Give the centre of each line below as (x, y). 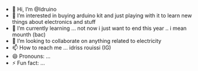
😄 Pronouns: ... (31, 56)
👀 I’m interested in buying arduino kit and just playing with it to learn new (102, 16)
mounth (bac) (29, 35)
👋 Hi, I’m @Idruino (34, 9)
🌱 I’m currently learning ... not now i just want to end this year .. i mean (99, 28)
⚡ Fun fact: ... (28, 63)
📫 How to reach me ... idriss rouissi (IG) (61, 47)
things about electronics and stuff (54, 22)
